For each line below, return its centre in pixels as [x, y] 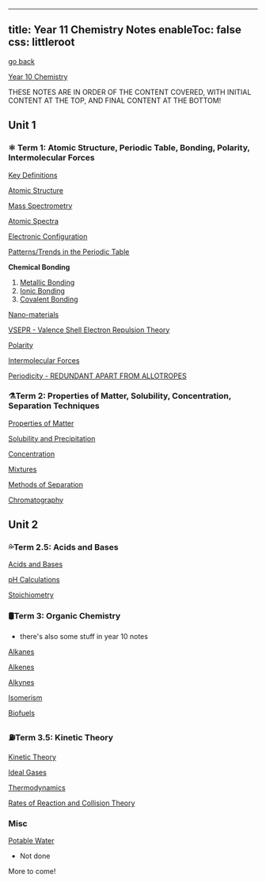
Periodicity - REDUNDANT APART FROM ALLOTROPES [98, 376]
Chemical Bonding [39, 267]
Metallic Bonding [47, 282]
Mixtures [23, 469]
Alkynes [21, 682]
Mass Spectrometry [40, 206]
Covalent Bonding [49, 299]
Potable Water [31, 841]
